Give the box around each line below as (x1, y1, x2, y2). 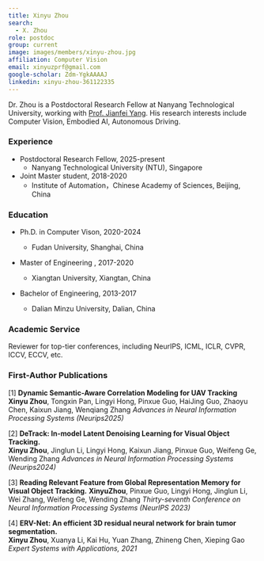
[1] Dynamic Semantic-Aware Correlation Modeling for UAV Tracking (8, 387, 238, 397)
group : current (8, 41, 58, 49)
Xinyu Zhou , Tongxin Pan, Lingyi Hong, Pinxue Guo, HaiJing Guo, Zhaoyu (8, 396, 248, 406)
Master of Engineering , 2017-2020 (19, 258, 134, 268)
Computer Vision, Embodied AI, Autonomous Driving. (8, 116, 181, 126)
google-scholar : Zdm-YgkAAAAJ (8, 71, 108, 78)
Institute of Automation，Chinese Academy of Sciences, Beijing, (31, 180, 241, 190)
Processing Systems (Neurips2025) (8, 413, 124, 422)
